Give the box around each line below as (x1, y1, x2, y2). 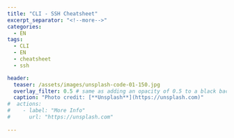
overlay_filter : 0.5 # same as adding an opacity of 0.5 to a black (13, 88, 217, 95)
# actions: (7, 100, 42, 108)
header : (7, 75, 30, 82)
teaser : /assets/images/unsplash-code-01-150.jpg (13, 81, 160, 88)
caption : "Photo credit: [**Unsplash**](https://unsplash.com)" (13, 94, 204, 101)
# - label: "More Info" (7, 107, 86, 114)
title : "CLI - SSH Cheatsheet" (7, 10, 98, 17)
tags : (7, 36, 23, 43)
